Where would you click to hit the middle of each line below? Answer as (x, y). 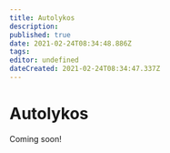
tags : (20, 52)
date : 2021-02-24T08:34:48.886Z (70, 43)
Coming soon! (35, 138)
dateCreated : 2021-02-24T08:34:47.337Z (85, 69)
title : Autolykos (42, 18)
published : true (40, 35)
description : (34, 26)
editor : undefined (44, 60)
